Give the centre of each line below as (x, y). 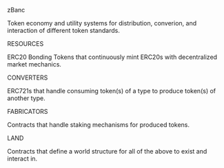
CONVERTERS (28, 77)
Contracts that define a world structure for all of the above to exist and (107, 151)
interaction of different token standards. (64, 31)
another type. (27, 98)
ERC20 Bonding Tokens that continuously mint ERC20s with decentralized (112, 57)
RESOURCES (26, 44)
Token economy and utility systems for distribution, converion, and (102, 23)
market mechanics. (34, 64)
